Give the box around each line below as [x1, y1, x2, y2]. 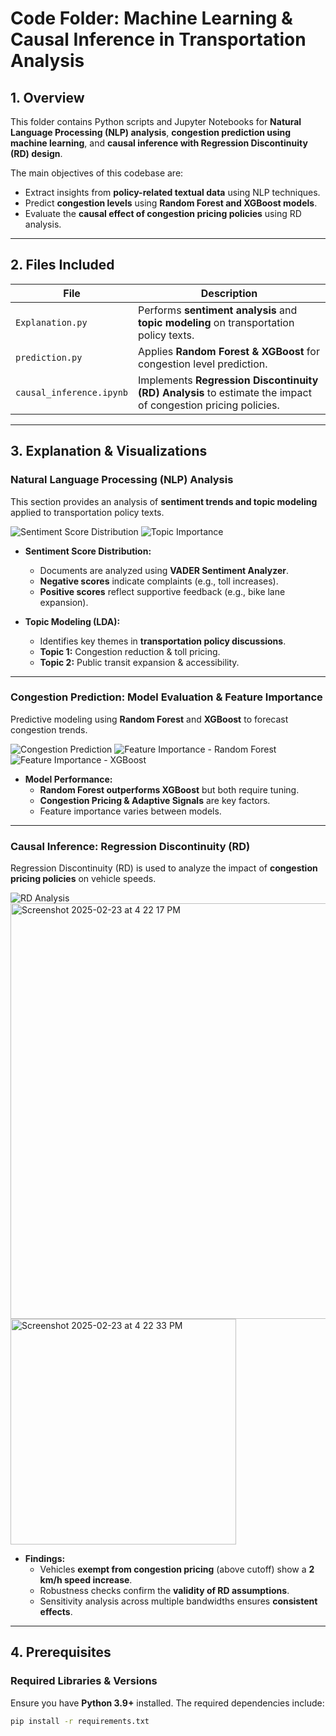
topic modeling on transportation [138, 315, 295, 329]
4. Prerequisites [10, 1644, 112, 1661]
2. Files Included [10, 257, 115, 274]
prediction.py [15, 352, 83, 363]
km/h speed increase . [39, 1574, 133, 1586]
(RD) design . [10, 148, 63, 159]
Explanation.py [15, 317, 88, 328]
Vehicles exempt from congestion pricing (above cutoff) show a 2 [39, 1563, 315, 1576]
